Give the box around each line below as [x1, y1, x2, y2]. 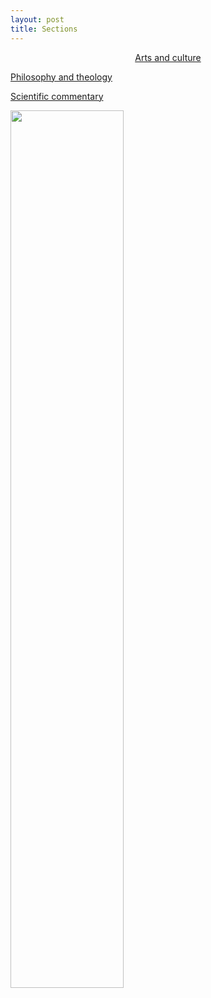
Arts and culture [134, 51, 202, 63]
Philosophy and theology [10, 71, 113, 83]
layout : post [10, 14, 65, 25]
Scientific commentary [10, 90, 104, 102]
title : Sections [10, 24, 78, 34]
